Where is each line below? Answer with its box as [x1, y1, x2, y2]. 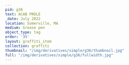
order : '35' [5, 35, 30, 40]
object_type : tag [5, 30, 41, 35]
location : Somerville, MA [5, 21, 58, 26]
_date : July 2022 [5, 16, 41, 21]
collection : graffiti [5, 43, 50, 48]
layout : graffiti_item [5, 39, 52, 44]
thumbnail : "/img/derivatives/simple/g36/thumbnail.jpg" [5, 48, 125, 53]
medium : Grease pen [5, 25, 45, 30]
